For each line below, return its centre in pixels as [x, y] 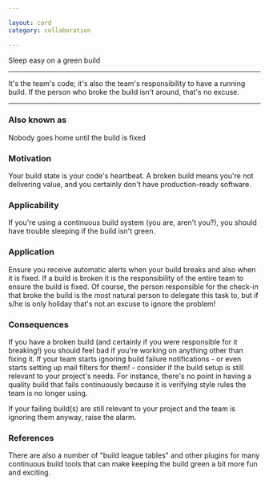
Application [31, 252]
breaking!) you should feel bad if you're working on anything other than [126, 350]
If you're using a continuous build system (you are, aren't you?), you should [133, 222]
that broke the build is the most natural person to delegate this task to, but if [133, 295]
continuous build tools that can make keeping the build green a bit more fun [133, 464]
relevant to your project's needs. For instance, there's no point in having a [130, 376]
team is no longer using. [48, 393]
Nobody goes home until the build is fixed [77, 137]
